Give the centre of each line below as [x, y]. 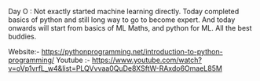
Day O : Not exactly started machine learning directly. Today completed [124, 11]
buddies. [22, 36]
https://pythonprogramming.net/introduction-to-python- [132, 52]
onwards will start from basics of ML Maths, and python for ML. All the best [130, 28]
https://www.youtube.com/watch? [147, 60]
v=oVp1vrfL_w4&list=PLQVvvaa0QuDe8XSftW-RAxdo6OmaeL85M [115, 68]
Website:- [24, 52]
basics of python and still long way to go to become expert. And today [122, 20]
